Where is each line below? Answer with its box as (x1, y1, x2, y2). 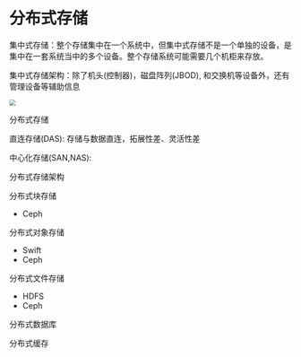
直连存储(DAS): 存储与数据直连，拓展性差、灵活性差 (9, 133, 201, 144)
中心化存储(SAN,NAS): (9, 152, 92, 162)
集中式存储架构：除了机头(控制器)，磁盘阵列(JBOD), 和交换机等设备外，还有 (9, 69, 290, 81)
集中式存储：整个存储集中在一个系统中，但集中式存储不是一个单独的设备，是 (9, 39, 292, 50)
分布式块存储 (9, 190, 56, 201)
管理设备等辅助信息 (9, 81, 81, 91)
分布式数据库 (9, 318, 56, 329)
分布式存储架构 (9, 171, 64, 182)
